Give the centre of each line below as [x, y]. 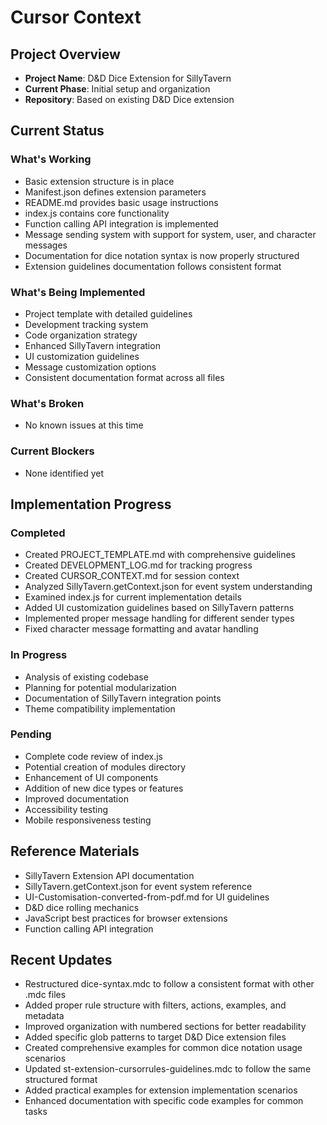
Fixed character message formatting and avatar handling [141, 629]
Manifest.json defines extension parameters [115, 192]
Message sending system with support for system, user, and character [170, 234]
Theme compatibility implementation [100, 708]
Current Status [57, 131]
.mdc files [45, 995]
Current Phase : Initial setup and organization [117, 89]
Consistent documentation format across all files [124, 377]
